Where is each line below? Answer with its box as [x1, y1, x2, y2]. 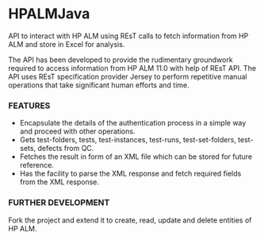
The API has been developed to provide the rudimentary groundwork [8, 55, 233, 64]
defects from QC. [37, 144, 94, 153]
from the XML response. [19, 177, 100, 187]
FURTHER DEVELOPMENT [8, 197, 110, 208]
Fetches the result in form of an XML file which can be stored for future [19, 152, 253, 161]
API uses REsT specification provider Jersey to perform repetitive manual [8, 72, 247, 81]
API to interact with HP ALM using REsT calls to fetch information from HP [8, 31, 249, 41]
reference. [19, 161, 54, 170]
